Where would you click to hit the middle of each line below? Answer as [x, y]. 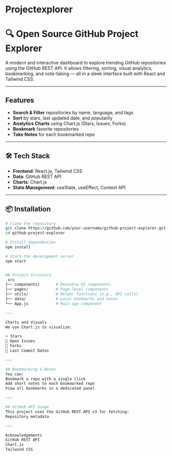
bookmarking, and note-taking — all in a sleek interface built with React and [85, 74]
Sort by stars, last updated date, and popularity [63, 118]
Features [20, 100]
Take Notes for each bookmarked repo [54, 134]
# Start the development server [40, 256]
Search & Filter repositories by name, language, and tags [73, 112]
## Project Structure [28, 275]
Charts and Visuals [26, 322]
